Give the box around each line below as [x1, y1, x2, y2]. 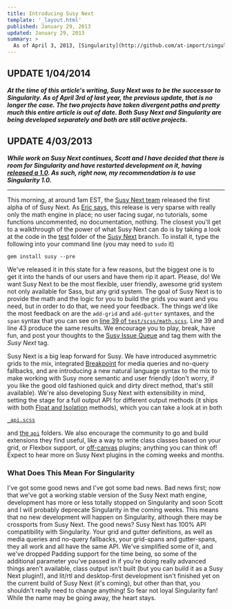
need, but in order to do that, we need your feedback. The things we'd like [7, 302, 219, 310]
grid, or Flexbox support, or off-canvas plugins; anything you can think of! [7, 443, 217, 452]
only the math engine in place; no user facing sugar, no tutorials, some [7, 210, 208, 218]
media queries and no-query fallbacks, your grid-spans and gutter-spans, [7, 534, 217, 543]
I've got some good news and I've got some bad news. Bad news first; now [7, 483, 221, 492]
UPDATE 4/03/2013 [7, 135, 93, 147]
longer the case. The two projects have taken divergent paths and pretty [7, 101, 220, 109]
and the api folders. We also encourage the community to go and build [7, 429, 209, 437]
